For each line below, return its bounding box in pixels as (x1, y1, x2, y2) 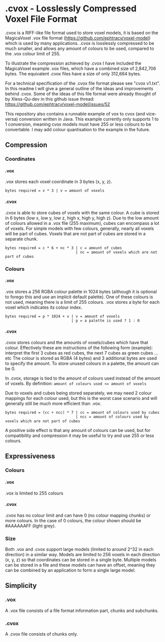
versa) (5, 116, 18, 122)
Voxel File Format (5, 13, 77, 25)
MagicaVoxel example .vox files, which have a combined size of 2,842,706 (5, 65, 156, 71)
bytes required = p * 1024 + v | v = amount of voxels (5, 314, 120, 319)
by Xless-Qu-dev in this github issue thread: (5, 96, 95, 102)
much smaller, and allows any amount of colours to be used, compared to (5, 45, 154, 51)
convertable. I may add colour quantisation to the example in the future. (5, 126, 150, 132)
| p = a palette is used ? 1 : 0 (71, 318, 140, 323)
